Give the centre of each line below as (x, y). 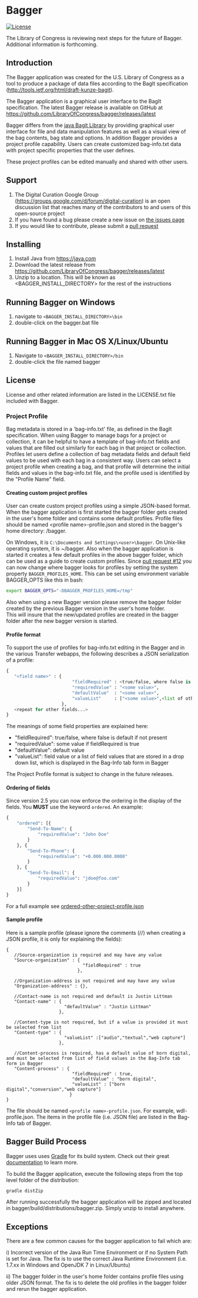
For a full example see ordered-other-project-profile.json (75, 906)
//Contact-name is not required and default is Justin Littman (93, 996)
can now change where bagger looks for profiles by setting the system (92, 568)
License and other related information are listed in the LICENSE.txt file (91, 394)
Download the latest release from (55, 265)
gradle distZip (25, 1191)
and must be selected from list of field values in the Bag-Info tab (93, 1058)
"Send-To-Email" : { (51, 873)
